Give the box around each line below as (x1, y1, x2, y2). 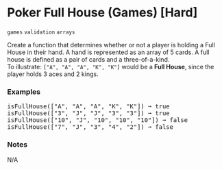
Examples (7, 87, 41, 97)
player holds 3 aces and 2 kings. (7, 70, 99, 78)
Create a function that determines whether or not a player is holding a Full (7, 40, 216, 49)
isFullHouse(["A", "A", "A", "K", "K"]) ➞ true (7, 103, 170, 110)
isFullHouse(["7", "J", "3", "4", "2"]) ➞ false (7, 123, 173, 131)
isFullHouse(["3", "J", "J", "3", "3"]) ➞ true (7, 110, 170, 117)
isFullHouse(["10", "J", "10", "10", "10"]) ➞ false (7, 117, 188, 124)
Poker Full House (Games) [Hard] (7, 5, 198, 21)
